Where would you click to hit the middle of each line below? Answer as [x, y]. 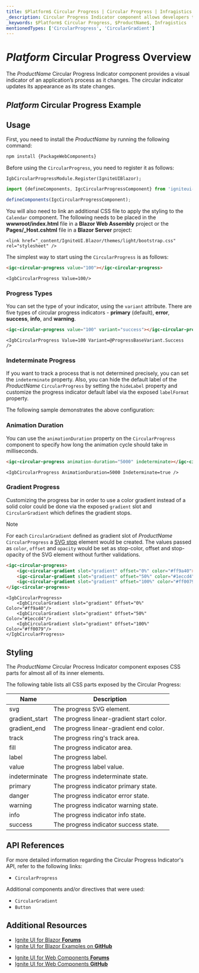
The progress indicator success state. [106, 825]
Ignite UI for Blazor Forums [48, 940]
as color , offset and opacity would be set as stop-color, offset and [88, 548]
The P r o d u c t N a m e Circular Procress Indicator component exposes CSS [93, 667]
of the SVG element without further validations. [83, 554]
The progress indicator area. [93, 748]
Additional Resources [46, 925]
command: [19, 146]
